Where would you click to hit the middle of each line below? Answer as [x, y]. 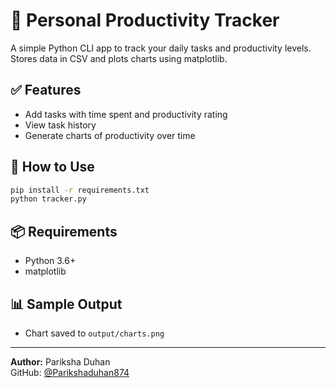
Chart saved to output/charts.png [94, 333]
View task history [60, 125]
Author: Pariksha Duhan [60, 361]
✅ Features [46, 90]
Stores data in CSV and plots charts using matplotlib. [119, 58]
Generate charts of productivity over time [110, 135]
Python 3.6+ [50, 261]
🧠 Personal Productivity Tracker [145, 20]
